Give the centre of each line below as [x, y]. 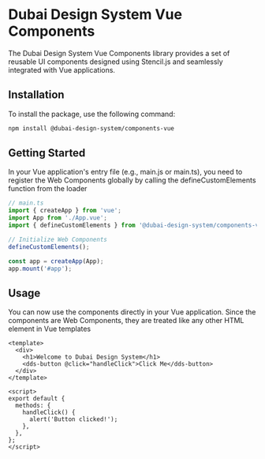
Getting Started [47, 153]
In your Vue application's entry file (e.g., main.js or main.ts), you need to [125, 172]
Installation [36, 95]
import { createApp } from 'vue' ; [65, 211]
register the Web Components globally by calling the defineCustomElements [132, 180]
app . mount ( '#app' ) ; [40, 269]
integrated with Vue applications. [62, 70]
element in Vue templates [50, 329]
